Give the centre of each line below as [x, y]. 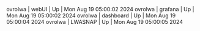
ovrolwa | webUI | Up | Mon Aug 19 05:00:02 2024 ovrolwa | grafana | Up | [100, 9]
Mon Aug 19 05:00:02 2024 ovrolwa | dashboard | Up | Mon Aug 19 [91, 15]
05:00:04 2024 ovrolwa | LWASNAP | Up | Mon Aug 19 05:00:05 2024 [95, 22]
